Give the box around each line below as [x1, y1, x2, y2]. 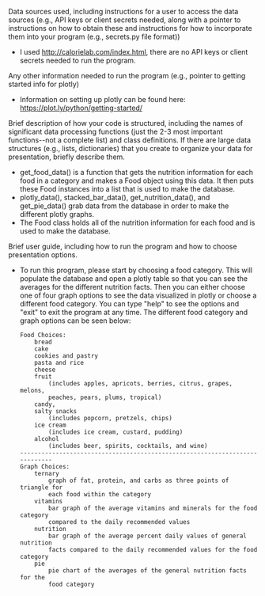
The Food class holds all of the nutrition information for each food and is [19, 218, 256, 227]
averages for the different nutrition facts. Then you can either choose [19, 283, 245, 291]
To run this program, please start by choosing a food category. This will [19, 265, 253, 275]
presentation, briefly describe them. [8, 152, 125, 161]
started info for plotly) [8, 79, 80, 89]
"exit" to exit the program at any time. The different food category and [19, 308, 248, 317]
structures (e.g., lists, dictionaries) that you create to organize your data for [8, 144, 253, 153]
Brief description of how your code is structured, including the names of [8, 119, 244, 127]
